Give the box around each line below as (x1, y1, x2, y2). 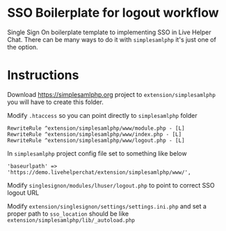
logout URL (7, 188, 40, 197)
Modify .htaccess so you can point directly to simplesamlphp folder (7, 111, 198, 119)
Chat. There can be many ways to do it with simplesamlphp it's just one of (7, 35, 217, 43)
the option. (7, 43, 38, 51)
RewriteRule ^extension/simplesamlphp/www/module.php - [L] (7, 124, 186, 132)
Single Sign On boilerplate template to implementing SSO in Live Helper (7, 28, 211, 36)
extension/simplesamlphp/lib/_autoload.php (7, 216, 136, 224)
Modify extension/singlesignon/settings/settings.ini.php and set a (7, 202, 207, 210)
